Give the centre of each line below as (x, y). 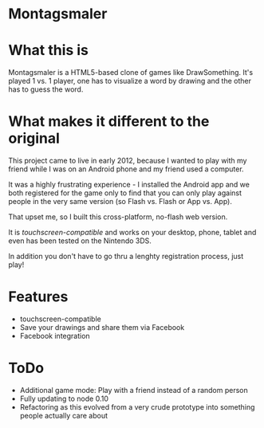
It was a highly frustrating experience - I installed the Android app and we (129, 185)
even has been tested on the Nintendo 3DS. (80, 241)
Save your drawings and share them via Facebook (102, 327)
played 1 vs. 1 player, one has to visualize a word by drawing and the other (130, 81)
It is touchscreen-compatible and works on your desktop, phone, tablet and (132, 233)
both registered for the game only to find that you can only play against (125, 193)
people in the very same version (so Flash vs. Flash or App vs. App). (120, 202)
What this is (49, 51)
